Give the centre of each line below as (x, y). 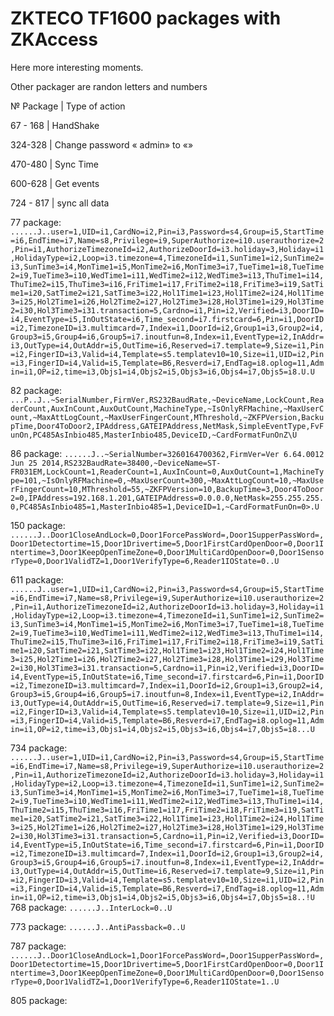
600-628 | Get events (55, 183)
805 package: (39, 1000)
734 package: (39, 748)
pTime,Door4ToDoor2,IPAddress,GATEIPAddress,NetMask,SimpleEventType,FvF (167, 426)
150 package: (38, 525)
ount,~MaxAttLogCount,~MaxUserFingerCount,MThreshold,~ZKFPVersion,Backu (167, 417)
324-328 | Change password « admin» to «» (102, 144)
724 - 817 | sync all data (60, 203)
